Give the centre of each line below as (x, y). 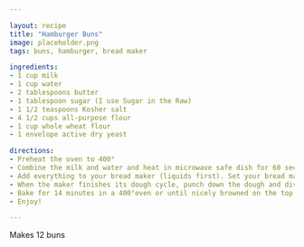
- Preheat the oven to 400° (62, 159)
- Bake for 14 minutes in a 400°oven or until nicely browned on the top (152, 193)
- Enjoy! (26, 201)
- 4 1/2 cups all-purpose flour (70, 118)
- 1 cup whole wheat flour (60, 126)
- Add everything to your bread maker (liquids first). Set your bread (147, 176)
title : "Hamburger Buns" (56, 34)
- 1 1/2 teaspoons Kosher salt (68, 109)
